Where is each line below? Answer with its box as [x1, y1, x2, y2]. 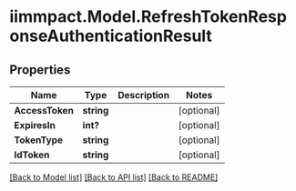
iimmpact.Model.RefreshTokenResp [9, 6, 287, 27]
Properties [9, 62, 71, 77]
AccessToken [14, 105, 75, 116]
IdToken [14, 148, 50, 161]
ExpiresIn [14, 119, 56, 131]
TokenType [14, 134, 64, 146]
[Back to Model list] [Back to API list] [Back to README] [9, 172, 219, 183]
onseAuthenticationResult [9, 25, 212, 46]
